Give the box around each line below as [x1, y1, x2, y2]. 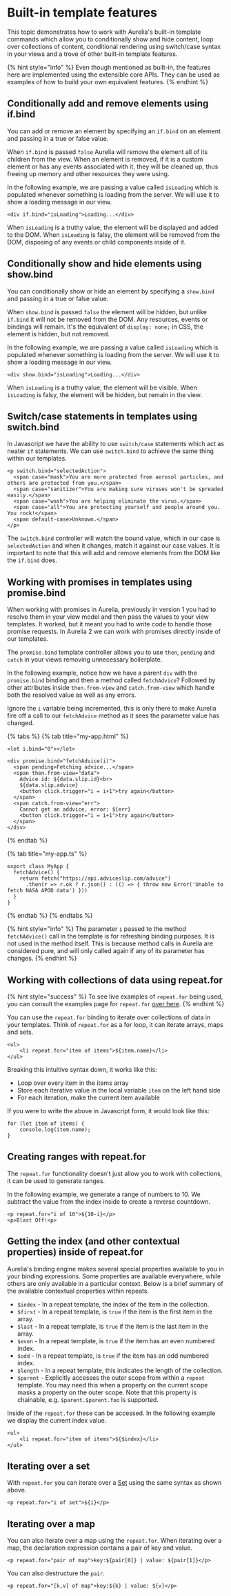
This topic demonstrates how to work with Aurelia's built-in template [7, 28, 201, 36]
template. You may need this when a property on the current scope [17, 1381, 208, 1389]
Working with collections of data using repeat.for [7, 974, 223, 986]
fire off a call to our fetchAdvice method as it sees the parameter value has [7, 711, 219, 720]
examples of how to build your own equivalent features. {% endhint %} [7, 77, 209, 86]
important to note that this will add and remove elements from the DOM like [7, 549, 221, 557]
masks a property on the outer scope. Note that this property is [17, 1388, 197, 1396]
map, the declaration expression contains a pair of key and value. [7, 1544, 193, 1552]
